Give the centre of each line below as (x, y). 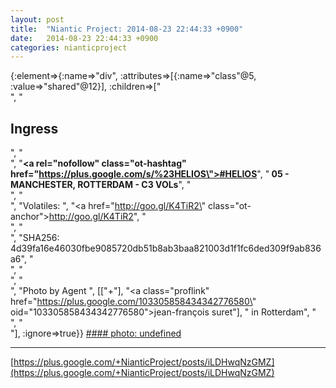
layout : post (37, 19)
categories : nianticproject (69, 47)
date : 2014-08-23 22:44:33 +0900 (84, 38)
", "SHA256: (35, 238)
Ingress (34, 128)
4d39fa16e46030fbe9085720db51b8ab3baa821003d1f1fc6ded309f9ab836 (166, 248)
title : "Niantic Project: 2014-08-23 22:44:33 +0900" (127, 29)
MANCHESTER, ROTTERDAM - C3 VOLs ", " (101, 185)
